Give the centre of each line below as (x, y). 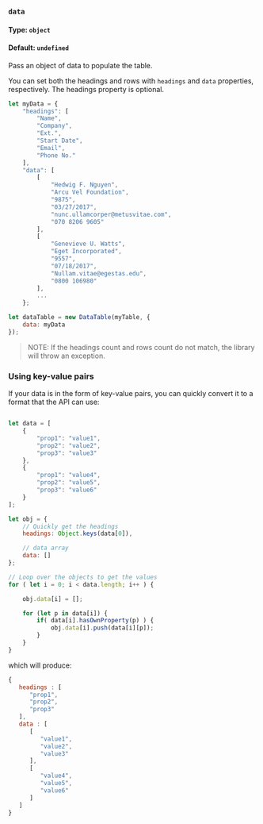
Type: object (30, 29)
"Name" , (49, 118)
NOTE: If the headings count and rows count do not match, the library (141, 347)
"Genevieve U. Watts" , (88, 244)
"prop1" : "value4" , (69, 476)
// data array (46, 548)
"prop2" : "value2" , (69, 445)
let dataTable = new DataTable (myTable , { (79, 318)
